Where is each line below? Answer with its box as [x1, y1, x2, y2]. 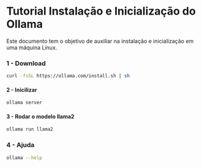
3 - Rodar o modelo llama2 [6, 113, 75, 120]
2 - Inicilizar [6, 86, 37, 93]
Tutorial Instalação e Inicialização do [6, 4, 196, 18]
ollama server [6, 99, 43, 106]
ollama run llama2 [6, 126, 53, 132]
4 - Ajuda [6, 141, 35, 149]
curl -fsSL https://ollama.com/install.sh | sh [6, 73, 130, 79]
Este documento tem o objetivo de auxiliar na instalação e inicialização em [6, 37, 194, 44]
